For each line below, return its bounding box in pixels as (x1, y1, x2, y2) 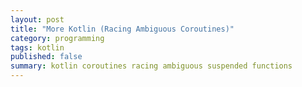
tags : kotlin (10, 42, 65, 53)
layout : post (10, 14, 65, 25)
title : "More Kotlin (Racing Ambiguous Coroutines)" (10, 24, 235, 34)
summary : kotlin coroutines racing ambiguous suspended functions (10, 61, 293, 71)
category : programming (10, 33, 105, 43)
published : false (10, 52, 83, 62)
